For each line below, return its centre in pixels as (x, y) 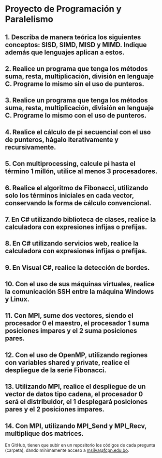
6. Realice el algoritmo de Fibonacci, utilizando (77, 188)
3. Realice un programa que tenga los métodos (76, 100)
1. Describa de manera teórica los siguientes (73, 37)
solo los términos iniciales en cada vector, (70, 195)
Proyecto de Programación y (63, 9)
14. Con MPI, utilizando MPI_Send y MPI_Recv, (76, 426)
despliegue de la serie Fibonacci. (56, 370)
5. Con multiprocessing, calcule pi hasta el (70, 164)
